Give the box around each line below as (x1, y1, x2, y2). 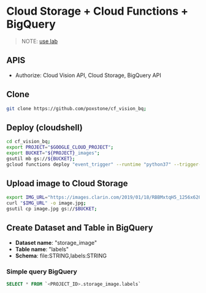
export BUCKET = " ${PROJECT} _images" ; (6, 150, 100, 156)
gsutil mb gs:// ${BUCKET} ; (6, 155, 75, 161)
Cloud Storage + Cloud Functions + (6, 4, 189, 18)
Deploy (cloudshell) (6, 122, 83, 133)
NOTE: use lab (21, 37, 58, 45)
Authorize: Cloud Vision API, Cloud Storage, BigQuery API (15, 72, 161, 79)
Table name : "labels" (15, 245, 69, 253)
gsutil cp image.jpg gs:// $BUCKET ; (6, 206, 97, 212)
